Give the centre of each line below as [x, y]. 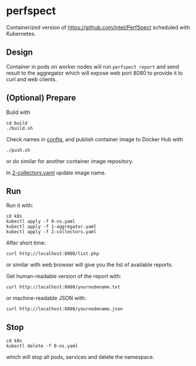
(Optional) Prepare [41, 98]
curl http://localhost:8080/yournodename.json [65, 309]
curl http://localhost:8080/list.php [53, 254]
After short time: [26, 243]
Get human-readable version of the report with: [64, 276]
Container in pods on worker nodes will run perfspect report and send [93, 66]
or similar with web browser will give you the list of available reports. [90, 265]
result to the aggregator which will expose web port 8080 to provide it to [95, 73]
